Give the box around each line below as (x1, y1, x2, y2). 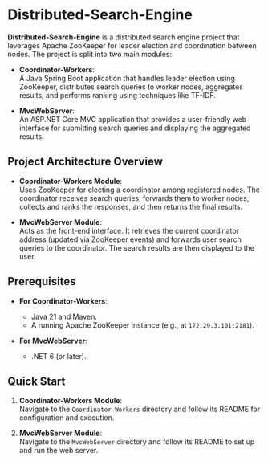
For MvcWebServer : (18, 336, 87, 345)
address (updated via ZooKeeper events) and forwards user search (18, 235, 242, 244)
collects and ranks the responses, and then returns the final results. (18, 202, 242, 211)
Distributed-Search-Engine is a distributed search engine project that (7, 32, 240, 42)
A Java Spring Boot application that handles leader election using (18, 73, 236, 83)
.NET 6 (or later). (30, 351, 87, 361)
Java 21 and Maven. (30, 312, 98, 321)
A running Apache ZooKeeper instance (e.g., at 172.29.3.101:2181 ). (30, 320, 254, 330)
